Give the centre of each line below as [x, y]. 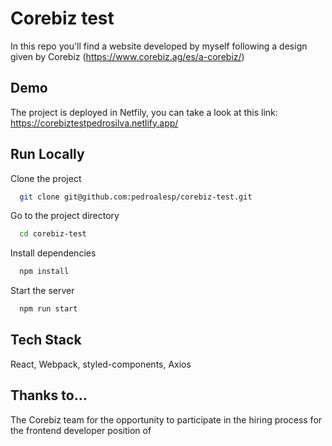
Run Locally [47, 154]
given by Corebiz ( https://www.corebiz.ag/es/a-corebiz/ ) [127, 56]
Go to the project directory [65, 216]
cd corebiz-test [53, 234]
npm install [44, 272]
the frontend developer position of [81, 430]
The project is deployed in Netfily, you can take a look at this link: [144, 112]
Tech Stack [46, 340]
